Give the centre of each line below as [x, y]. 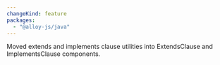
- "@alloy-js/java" [42, 27]
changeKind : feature [37, 14]
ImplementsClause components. [54, 54]
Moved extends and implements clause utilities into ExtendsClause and [110, 47]
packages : [21, 20]
